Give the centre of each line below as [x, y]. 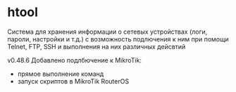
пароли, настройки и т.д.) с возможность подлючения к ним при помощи [118, 39]
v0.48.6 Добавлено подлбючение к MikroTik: [75, 60]
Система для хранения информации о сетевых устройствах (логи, [107, 32]
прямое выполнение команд [61, 74]
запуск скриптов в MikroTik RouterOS [73, 81]
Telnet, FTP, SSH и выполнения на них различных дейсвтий [97, 46]
